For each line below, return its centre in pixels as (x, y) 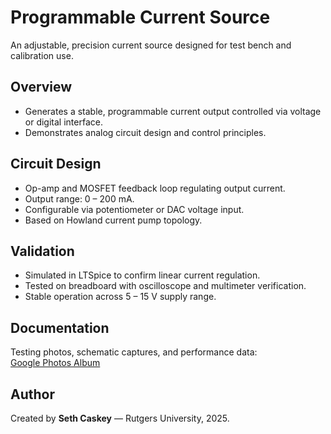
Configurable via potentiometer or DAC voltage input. (134, 209)
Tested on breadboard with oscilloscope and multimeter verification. (165, 286)
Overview (41, 87)
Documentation (60, 327)
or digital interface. (63, 122)
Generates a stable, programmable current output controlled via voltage (173, 111)
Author (32, 394)
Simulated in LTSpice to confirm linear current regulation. (142, 275)
